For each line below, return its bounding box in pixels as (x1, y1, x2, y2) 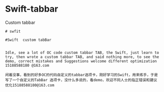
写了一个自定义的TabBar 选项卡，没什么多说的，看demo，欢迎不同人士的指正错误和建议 (5, 77, 157, 82)
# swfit (5, 29, 21, 34)
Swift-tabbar (5, 3, 58, 15)
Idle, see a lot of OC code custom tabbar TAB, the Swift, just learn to (5, 50, 160, 55)
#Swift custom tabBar (5, 37, 52, 42)
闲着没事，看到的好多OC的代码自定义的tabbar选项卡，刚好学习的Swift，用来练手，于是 (5, 72, 158, 77)
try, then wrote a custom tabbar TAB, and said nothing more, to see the (5, 55, 160, 59)
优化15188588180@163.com (5, 83, 55, 88)
